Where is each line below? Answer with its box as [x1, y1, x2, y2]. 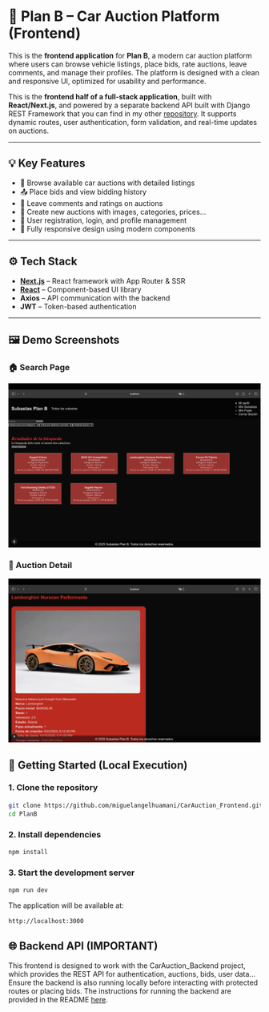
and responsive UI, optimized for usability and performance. [8, 76, 207, 86]
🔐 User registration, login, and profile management [19, 216, 187, 225]
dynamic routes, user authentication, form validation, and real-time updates [8, 117, 258, 127]
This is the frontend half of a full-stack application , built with [8, 91, 212, 101]
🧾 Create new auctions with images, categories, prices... [19, 207, 207, 216]
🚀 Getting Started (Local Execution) [8, 758, 188, 772]
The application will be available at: [8, 901, 124, 910]
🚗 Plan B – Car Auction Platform [8, 7, 220, 26]
